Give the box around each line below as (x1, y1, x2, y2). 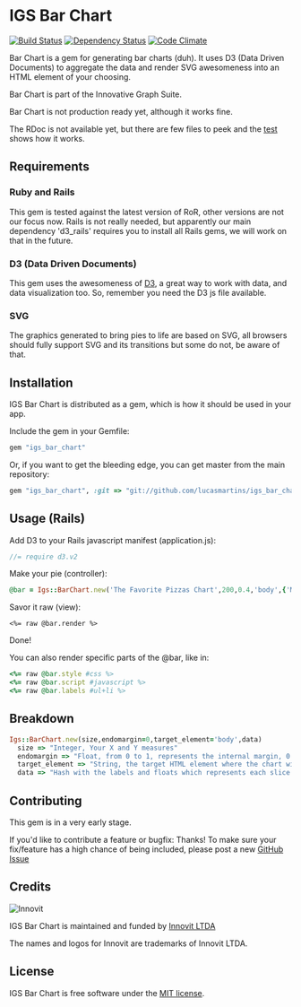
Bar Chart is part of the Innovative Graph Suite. (9, 89, 182, 100)
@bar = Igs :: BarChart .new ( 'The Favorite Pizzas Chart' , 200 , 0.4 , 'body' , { (9, 586, 287, 595)
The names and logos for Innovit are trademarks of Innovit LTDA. (9, 938, 248, 949)
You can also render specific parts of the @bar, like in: (9, 652, 210, 664)
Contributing (9, 793, 82, 808)
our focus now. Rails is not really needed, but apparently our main (9, 216, 252, 227)
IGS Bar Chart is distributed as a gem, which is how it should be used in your (9, 399, 292, 410)
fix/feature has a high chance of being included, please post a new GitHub (9, 844, 284, 855)
